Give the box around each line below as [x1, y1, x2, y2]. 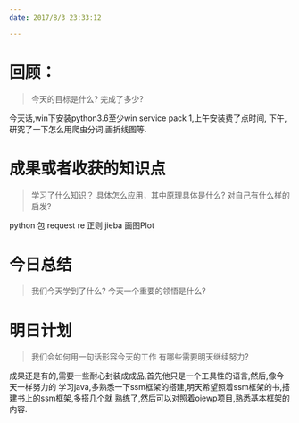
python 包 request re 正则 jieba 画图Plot [9, 220, 154, 231]
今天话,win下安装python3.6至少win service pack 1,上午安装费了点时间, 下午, [9, 113, 287, 123]
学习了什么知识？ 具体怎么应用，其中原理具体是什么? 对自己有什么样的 [30, 190, 290, 200]
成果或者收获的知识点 [9, 158, 167, 179]
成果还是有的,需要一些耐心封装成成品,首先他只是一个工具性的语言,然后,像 [9, 370, 277, 381]
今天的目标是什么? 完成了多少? [30, 93, 145, 104]
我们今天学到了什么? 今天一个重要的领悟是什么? [30, 285, 207, 296]
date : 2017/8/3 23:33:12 [9, 13, 102, 22]
